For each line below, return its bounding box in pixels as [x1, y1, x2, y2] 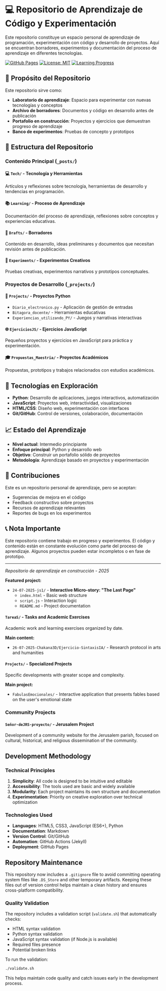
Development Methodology [5, 752, 91, 760]
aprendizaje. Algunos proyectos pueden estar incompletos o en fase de [5, 548, 151, 554]
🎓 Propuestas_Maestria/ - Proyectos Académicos [5, 354, 109, 360]
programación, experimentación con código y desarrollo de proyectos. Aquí [5, 39, 160, 45]
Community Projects [5, 709, 56, 716]
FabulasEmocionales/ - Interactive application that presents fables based [12, 691, 160, 697]
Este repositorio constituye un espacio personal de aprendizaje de [5, 34, 140, 40]
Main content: [5, 635, 35, 641]
